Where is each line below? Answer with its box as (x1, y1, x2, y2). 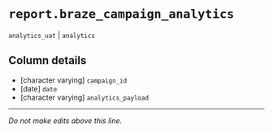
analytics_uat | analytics (8, 30, 96, 40)
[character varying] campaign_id (19, 75, 128, 85)
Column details (8, 53, 87, 67)
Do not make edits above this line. (8, 116, 123, 126)
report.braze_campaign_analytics (8, 6, 235, 22)
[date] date (19, 83, 58, 93)
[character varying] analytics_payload (19, 92, 149, 102)
